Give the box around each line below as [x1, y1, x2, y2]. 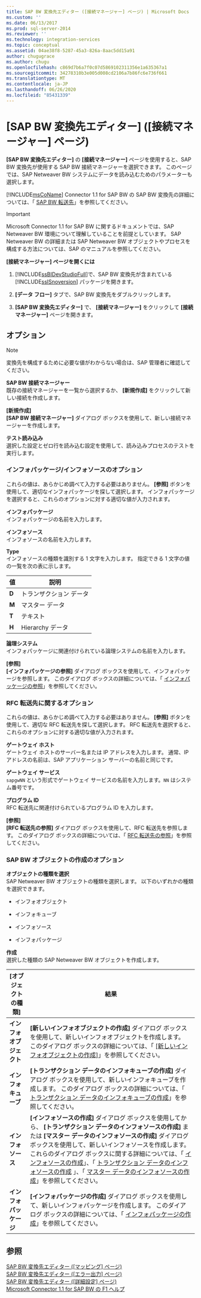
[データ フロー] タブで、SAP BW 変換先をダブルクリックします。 [14, 291, 175, 298]
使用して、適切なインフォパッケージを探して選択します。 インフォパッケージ [6, 488, 195, 495]
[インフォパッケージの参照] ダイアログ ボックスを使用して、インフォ [6, 667, 175, 674]
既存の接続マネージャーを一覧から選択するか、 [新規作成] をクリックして [6, 387, 185, 394]
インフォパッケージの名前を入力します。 [6, 515, 105, 522]
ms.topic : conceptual [6, 42, 60, 48]
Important [6, 210, 31, 217]
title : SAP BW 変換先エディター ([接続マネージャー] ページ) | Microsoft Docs [6, 8, 190, 15]
